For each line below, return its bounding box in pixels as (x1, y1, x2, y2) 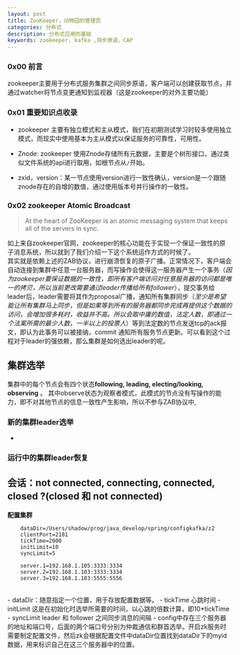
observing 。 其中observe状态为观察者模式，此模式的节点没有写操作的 (7, 389, 216, 397)
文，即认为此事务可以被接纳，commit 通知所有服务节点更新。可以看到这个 (7, 328, 224, 337)
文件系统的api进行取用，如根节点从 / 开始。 (24, 158, 149, 167)
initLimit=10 (20, 543, 59, 550)
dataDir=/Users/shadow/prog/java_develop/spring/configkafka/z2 (20, 525, 215, 532)
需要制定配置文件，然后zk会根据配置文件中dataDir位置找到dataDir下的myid (7, 631, 227, 639)
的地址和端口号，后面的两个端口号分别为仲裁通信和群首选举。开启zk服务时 (7, 622, 226, 631)
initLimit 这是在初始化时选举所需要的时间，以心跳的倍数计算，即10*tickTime (7, 604, 230, 613)
